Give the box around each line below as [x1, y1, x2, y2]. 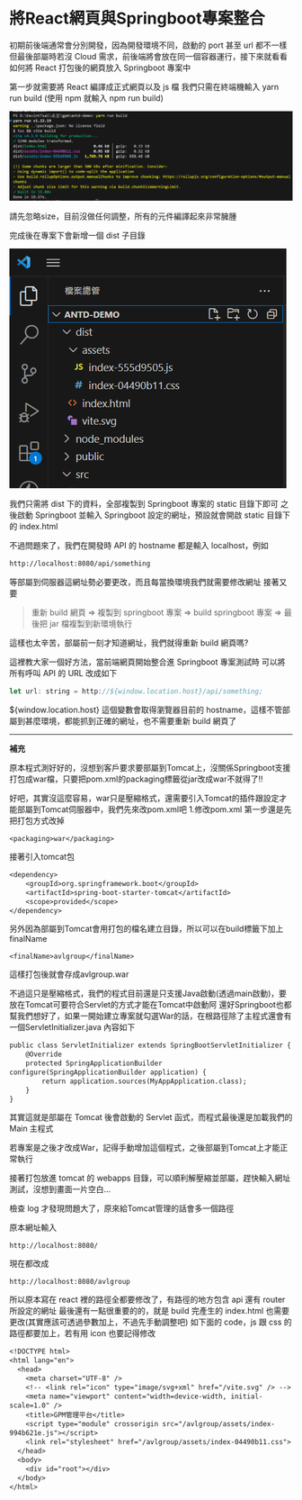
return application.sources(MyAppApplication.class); [41, 1077, 247, 1086]
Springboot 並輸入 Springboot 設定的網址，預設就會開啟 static [34, 510, 265, 520]
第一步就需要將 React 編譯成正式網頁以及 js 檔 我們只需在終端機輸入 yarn [9, 81, 280, 92]
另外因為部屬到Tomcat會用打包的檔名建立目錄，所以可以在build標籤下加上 [9, 923, 284, 934]
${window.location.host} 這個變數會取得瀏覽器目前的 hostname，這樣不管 [9, 704, 283, 715]
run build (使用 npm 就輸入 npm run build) [9, 92, 164, 104]
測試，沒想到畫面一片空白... [9, 1183, 111, 1194]
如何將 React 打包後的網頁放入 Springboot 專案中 [9, 62, 191, 73]
